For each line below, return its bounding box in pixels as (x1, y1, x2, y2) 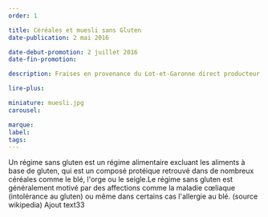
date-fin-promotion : (8, 55, 78, 64)
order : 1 (8, 11, 38, 20)
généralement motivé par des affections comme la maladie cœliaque (8, 183, 235, 193)
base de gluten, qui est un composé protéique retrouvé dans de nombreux (8, 166, 254, 176)
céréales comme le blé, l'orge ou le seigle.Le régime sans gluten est (8, 175, 233, 184)
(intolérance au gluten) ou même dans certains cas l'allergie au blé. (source (8, 191, 258, 201)
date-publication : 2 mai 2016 (8, 34, 110, 42)
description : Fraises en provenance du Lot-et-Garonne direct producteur (8, 70, 261, 78)
